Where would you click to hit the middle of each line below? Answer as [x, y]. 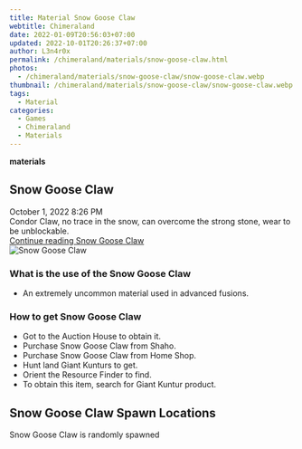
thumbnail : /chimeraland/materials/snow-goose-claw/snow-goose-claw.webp [151, 85]
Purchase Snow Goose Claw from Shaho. [99, 346]
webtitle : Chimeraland [52, 26]
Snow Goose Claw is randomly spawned [85, 435]
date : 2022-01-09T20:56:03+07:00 [72, 34]
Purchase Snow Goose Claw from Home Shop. [109, 356]
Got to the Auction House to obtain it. [91, 337]
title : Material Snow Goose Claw [72, 18]
